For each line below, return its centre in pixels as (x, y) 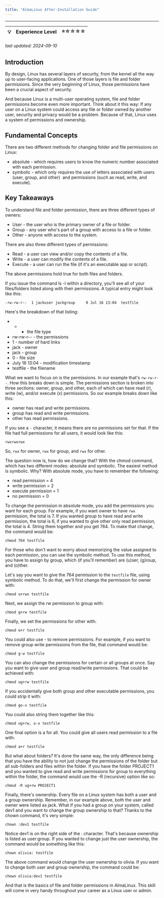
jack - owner (25, 347)
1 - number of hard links (36, 342)
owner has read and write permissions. (51, 408)
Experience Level (36, 32)
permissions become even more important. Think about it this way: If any (78, 104)
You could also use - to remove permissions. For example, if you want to (78, 639)
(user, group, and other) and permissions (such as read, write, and (80, 177)
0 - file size (23, 358)
